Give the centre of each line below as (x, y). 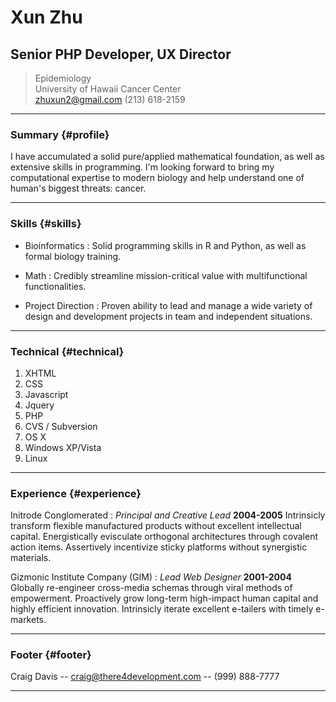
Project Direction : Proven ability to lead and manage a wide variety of (168, 305)
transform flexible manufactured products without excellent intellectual (156, 526)
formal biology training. (73, 256)
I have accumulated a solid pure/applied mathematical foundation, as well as (167, 157)
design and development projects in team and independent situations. (168, 316)
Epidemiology (63, 78)
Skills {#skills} (46, 224)
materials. (31, 558)
